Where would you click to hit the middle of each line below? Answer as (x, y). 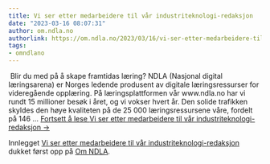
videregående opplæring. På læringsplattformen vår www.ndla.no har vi (127, 93)
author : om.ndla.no (41, 31)
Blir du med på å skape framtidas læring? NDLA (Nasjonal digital (117, 76)
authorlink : (28, 38)
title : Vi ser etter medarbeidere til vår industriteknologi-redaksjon (131, 16)
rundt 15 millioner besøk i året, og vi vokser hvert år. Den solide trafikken (128, 102)
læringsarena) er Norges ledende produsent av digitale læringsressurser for (134, 84)
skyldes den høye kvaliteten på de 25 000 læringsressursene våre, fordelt (131, 110)
